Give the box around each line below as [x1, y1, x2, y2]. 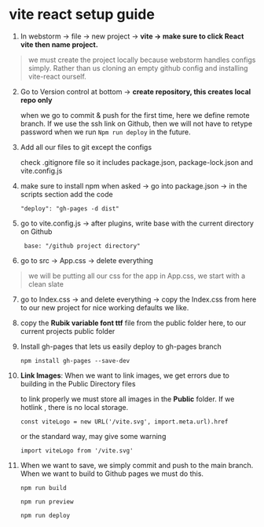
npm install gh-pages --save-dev [20, 357, 130, 364]
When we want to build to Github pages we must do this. [20, 469, 203, 478]
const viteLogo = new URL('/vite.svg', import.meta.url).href [20, 418, 229, 426]
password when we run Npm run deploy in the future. [20, 127, 191, 137]
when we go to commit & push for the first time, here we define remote [20, 110, 250, 119]
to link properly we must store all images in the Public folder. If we [20, 394, 235, 404]
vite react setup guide [9, 5, 156, 24]
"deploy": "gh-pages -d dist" [20, 204, 120, 213]
